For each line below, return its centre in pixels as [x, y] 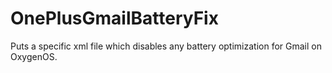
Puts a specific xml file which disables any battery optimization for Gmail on [166, 46]
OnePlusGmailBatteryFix [114, 18]
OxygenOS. [34, 56]
